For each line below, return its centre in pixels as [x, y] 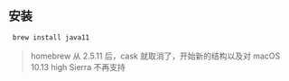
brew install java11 [51, 37]
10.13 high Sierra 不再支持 [78, 67]
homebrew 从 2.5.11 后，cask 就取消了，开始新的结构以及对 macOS [155, 56]
